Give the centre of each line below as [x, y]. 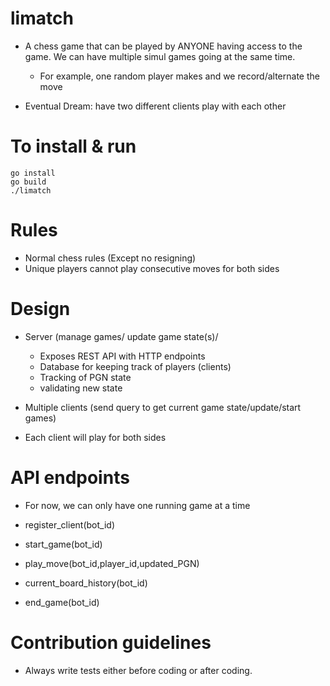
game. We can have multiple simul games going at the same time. [160, 56]
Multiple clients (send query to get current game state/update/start [163, 407]
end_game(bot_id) [62, 602]
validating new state [81, 388]
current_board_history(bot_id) [86, 583]
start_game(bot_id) [63, 544]
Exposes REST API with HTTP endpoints [122, 356]
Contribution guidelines [111, 642]
